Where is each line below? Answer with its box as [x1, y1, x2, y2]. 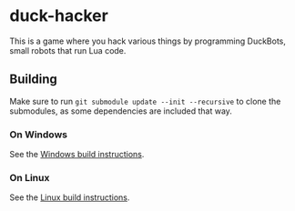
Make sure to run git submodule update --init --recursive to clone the [9, 95, 281, 106]
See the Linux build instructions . [9, 192, 130, 203]
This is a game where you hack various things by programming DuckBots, [9, 35, 287, 46]
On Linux [9, 171, 50, 184]
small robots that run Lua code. [9, 45, 127, 55]
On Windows [9, 128, 68, 141]
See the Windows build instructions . [9, 149, 145, 160]
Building [9, 72, 57, 87]
